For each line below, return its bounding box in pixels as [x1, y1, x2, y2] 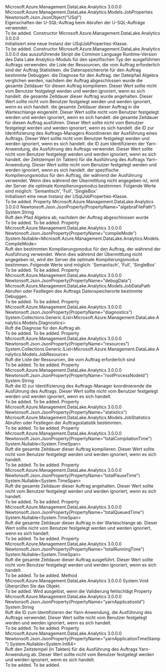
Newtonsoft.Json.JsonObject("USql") [5, 14, 82, 20]
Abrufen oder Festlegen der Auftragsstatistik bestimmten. [5, 420, 123, 426]
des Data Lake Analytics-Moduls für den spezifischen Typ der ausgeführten [5, 56, 160, 62]
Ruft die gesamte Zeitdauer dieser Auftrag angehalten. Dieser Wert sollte [5, 483, 154, 489]
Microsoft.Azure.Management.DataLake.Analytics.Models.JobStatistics [5, 415, 151, 420]
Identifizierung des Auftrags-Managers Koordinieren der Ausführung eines [5, 130, 158, 136]
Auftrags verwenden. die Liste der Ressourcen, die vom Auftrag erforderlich [5, 62, 160, 67]
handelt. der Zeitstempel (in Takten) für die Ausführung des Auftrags [5, 157, 145, 162]
